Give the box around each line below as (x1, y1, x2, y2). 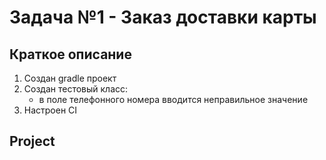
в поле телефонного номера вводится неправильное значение (38, 94, 309, 105)
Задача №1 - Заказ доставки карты (9, 6, 317, 29)
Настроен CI (23, 104, 78, 116)
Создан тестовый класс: (23, 83, 129, 95)
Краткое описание (9, 46, 132, 63)
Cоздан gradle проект (23, 72, 117, 84)
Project (9, 133, 56, 150)
